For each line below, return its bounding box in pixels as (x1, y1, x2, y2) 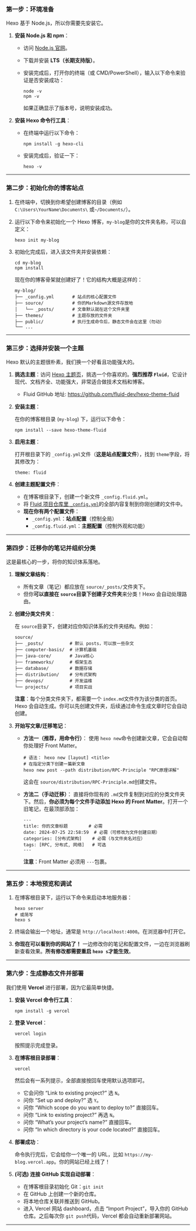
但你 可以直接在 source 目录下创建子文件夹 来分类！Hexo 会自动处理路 (23, 590, 187, 598)
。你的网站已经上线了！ (54, 1158, 111, 1165)
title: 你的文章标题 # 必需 (23, 823, 103, 829)
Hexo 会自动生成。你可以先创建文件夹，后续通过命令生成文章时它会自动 (14, 703, 187, 710)
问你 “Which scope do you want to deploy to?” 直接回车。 (23, 1104, 162, 1111)
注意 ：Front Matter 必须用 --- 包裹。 (23, 858, 110, 865)
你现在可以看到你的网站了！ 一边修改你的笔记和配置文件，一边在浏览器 (14, 941, 185, 948)
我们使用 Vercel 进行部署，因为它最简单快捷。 (6, 984, 117, 991)
